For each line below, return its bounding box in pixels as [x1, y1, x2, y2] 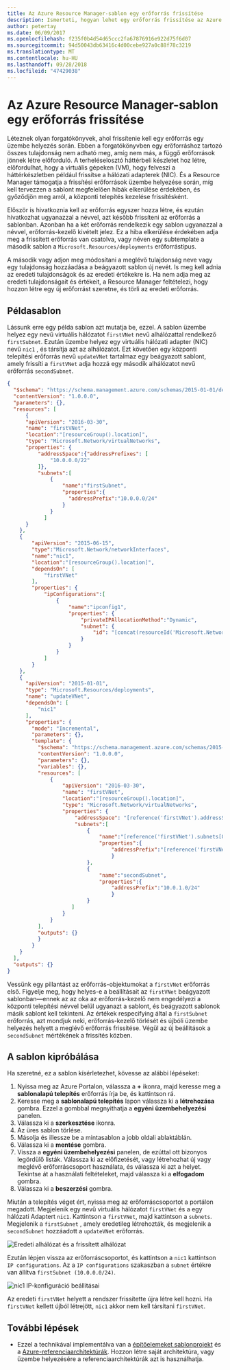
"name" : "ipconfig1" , [68, 604, 127, 610]
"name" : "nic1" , [31, 552, 75, 560]
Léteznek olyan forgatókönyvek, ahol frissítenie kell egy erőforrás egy [7, 135, 204, 143]
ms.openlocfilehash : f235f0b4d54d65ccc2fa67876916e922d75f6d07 [7, 36, 192, 43]
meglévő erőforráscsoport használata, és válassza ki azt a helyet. [16, 1163, 202, 1171]
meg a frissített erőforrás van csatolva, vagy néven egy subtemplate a [7, 235, 205, 244]
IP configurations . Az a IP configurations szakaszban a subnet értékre [7, 1261, 212, 1269]
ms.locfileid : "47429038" [7, 67, 81, 74]
